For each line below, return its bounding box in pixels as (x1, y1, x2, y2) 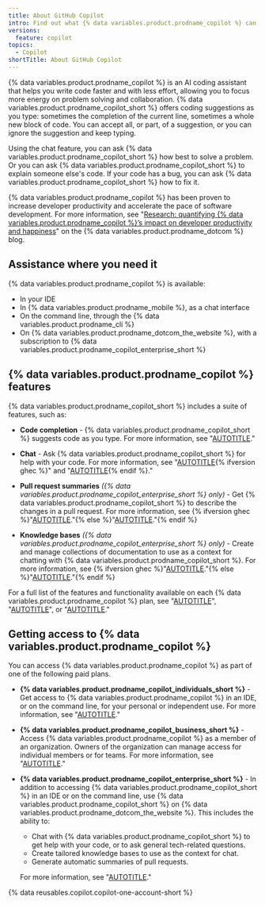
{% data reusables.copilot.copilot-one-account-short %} (8, 888, 194, 897)
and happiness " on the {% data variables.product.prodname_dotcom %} (8, 226, 244, 236)
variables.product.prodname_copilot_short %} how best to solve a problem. (8, 151, 255, 161)
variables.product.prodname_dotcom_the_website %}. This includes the (19, 808, 254, 818)
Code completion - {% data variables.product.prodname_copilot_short (19, 425, 251, 435)
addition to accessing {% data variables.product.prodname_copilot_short (19, 783, 258, 792)
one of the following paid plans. (8, 669, 111, 679)
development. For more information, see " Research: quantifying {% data (8, 209, 244, 219)
